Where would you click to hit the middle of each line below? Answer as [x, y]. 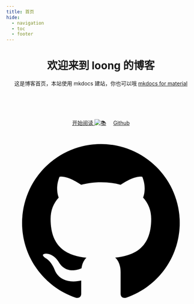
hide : [13, 17]
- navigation [28, 23]
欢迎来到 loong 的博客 [101, 66]
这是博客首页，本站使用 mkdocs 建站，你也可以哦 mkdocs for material [101, 84]
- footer [23, 34]
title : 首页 [20, 12]
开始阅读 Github [101, 123]
